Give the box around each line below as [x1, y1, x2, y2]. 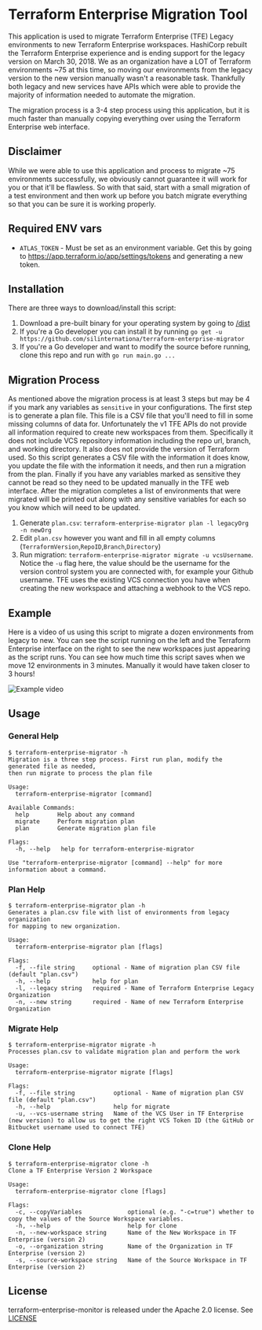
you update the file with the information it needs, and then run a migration [8, 461, 246, 471]
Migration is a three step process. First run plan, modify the [8, 756, 223, 763]
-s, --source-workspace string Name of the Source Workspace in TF [15, 1256, 247, 1264]
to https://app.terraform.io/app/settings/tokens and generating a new [19, 251, 243, 260]
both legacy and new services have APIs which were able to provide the [8, 81, 241, 91]
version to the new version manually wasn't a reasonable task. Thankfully [8, 73, 246, 83]
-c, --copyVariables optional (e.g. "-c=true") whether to [15, 1208, 255, 1216]
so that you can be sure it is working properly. [8, 199, 157, 209]
